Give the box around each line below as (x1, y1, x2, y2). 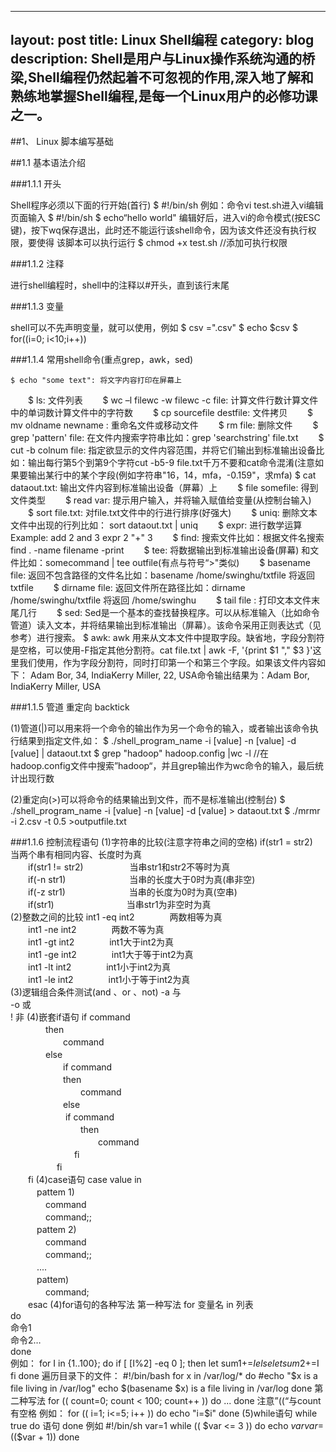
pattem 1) (36, 1186, 75, 1198)
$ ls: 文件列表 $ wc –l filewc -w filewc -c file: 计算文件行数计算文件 (27, 394, 319, 406)
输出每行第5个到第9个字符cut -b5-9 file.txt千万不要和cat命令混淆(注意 (27, 456, 316, 468)
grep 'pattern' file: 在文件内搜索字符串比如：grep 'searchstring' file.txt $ (10, 431, 325, 443)
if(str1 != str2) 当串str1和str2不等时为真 (27, 861, 231, 873)
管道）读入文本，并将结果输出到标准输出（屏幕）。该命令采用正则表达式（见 (10, 619, 322, 631)
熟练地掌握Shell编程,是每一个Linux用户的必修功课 (10, 88, 318, 105)
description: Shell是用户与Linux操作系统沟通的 (10, 51, 303, 68)
